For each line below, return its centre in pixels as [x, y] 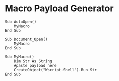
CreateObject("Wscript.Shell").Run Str [56, 70]
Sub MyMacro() [20, 57]
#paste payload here [35, 65]
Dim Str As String [33, 61]
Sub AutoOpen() [21, 22]
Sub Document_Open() [27, 39]
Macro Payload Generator [59, 9]
